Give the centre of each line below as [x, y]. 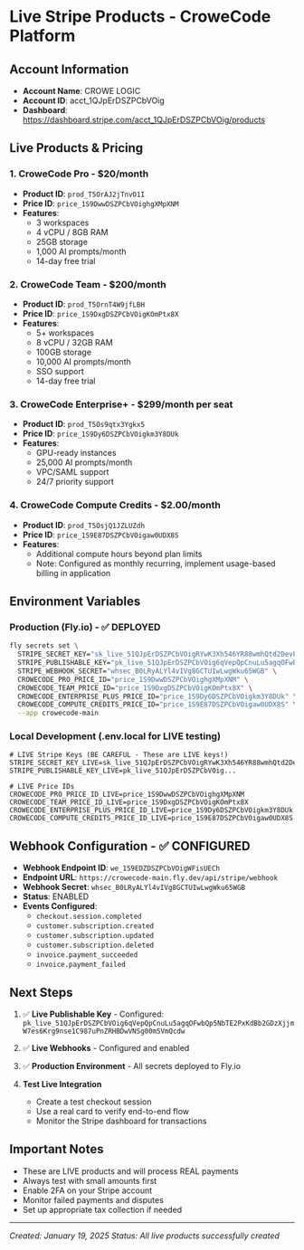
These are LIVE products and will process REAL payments [130, 1171]
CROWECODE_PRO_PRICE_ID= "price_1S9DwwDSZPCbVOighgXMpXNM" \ [133, 679]
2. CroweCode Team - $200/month [88, 284]
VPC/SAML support [72, 472]
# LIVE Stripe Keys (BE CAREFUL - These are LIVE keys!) [119, 755]
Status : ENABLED [56, 896]
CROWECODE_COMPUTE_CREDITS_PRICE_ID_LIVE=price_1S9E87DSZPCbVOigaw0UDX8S [152, 819]
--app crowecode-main [58, 713]
